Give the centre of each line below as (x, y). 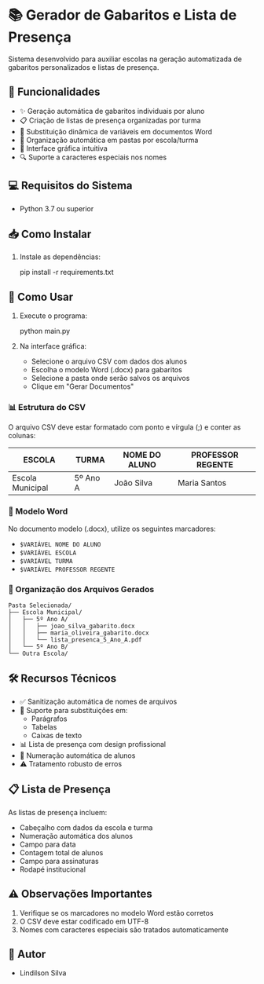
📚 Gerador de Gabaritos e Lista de (123, 15)
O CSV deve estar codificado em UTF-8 (84, 921)
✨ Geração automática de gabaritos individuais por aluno (112, 111)
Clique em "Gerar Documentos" (82, 386)
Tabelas (44, 726)
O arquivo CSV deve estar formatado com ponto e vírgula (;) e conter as (125, 427)
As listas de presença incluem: (58, 812)
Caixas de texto (57, 735)
